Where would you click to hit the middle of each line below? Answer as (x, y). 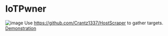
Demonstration (21, 28)
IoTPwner (26, 9)
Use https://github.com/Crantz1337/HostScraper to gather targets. (94, 23)
